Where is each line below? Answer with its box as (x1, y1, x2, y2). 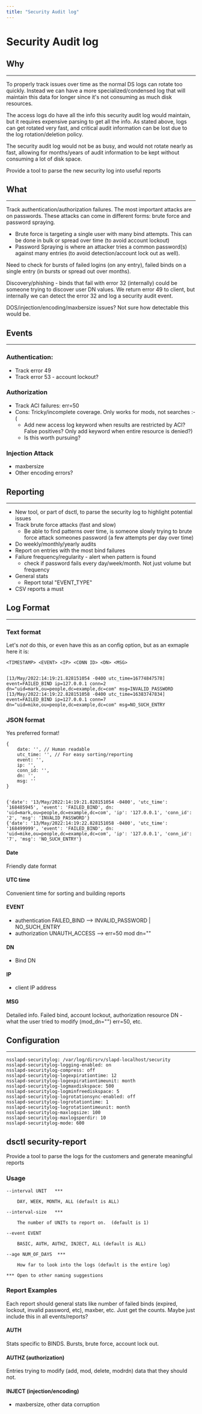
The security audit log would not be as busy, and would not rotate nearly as (6, 142, 194, 150)
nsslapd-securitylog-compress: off (6, 1068, 96, 1074)
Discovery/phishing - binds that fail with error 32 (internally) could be (6, 279, 177, 287)
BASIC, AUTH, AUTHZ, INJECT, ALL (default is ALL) (17, 1241, 147, 1247)
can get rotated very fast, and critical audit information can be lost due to (6, 124, 188, 132)
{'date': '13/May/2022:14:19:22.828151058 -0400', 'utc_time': (6, 820, 168, 827)
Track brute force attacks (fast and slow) (14, 521, 116, 528)
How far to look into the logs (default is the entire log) (17, 1262, 171, 1268)
